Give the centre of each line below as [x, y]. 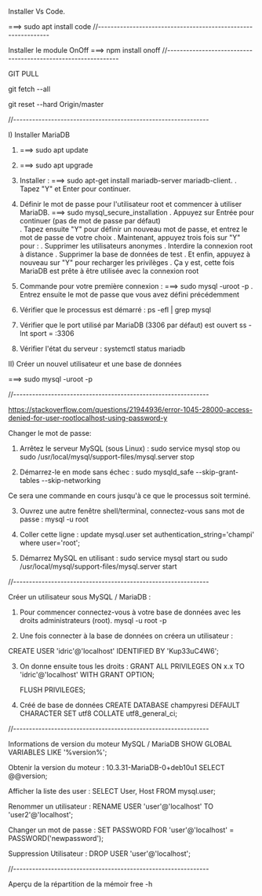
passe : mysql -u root [54, 519]
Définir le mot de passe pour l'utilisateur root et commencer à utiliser [131, 204]
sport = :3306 [52, 333]
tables [29, 480]
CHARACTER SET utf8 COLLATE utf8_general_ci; [98, 713]
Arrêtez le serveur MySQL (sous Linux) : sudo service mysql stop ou [130, 448]
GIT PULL [24, 74]
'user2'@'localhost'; [40, 815]
